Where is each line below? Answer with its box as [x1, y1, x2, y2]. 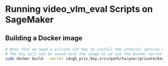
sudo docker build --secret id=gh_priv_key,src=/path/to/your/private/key [5, 56, 164, 61]
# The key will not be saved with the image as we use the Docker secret [5, 51, 162, 57]
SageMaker [5, 14, 54, 25]
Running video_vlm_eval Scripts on [5, 3, 153, 15]
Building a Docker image [5, 34, 82, 42]
